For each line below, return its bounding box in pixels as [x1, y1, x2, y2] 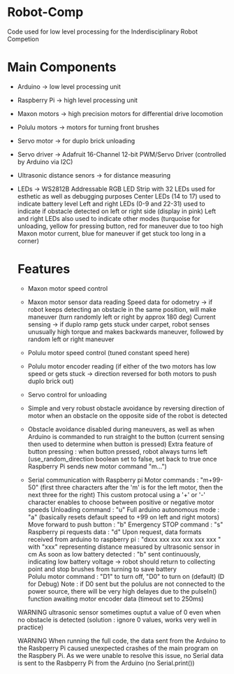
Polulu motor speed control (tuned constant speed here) [27, 348, 190, 357]
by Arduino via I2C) [17, 157, 73, 166]
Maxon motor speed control [27, 284, 108, 292]
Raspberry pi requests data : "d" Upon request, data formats [27, 527, 202, 536]
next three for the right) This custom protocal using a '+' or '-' [27, 490, 206, 499]
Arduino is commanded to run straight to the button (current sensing [27, 432, 225, 440]
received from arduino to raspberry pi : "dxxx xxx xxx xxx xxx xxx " [27, 535, 221, 543]
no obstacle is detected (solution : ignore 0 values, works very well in [17, 615, 217, 624]
